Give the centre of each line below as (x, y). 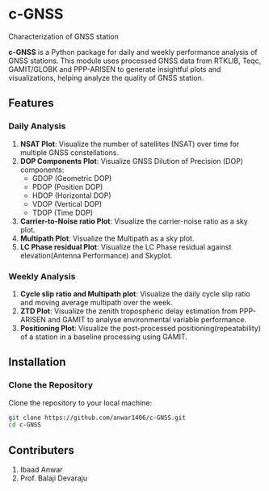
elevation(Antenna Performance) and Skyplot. (96, 255)
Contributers (42, 450)
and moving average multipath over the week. (96, 302)
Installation (37, 362)
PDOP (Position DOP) (67, 187)
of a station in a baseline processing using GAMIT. (104, 337)
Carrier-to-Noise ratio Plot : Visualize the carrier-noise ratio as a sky (134, 221)
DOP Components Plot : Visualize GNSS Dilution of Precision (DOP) (132, 161)
